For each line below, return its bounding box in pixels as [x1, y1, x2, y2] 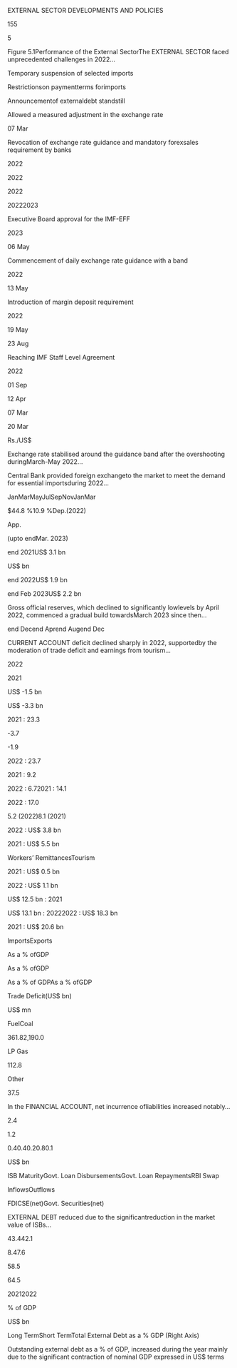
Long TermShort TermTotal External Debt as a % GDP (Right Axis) [7, 1331, 200, 1339]
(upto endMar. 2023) [7, 534, 69, 542]
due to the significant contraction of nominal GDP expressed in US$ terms [7, 1352, 225, 1361]
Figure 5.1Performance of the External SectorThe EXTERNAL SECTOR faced [7, 48, 229, 56]
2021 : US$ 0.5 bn [7, 867, 60, 876]
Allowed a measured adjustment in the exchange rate [7, 111, 164, 118]
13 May [7, 284, 28, 292]
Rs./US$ [7, 436, 32, 445]
